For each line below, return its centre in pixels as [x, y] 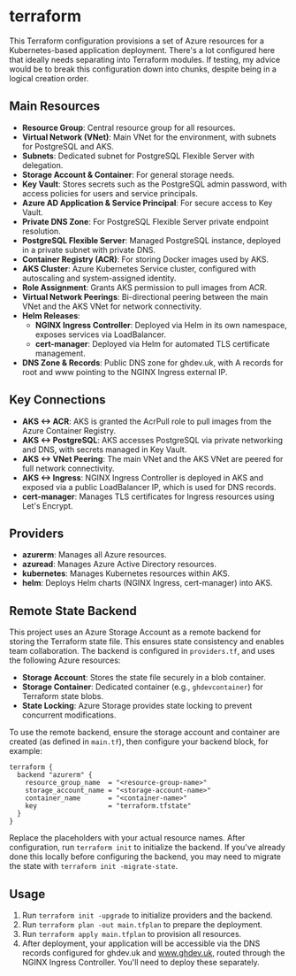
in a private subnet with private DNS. [89, 250]
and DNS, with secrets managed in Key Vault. [104, 450]
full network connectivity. [68, 468]
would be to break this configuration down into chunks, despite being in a [143, 69]
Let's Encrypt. [47, 505]
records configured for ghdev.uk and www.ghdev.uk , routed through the [153, 953]
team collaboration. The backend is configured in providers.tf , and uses [142, 651]
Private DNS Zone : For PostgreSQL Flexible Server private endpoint [145, 221]
